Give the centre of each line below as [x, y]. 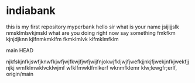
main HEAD [20, 50]
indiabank [31, 11]
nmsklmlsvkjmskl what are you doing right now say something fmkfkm [91, 33]
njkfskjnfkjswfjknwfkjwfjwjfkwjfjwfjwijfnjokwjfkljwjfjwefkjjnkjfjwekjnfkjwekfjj [97, 62]
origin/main [20, 74]
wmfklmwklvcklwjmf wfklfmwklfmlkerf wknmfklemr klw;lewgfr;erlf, [96, 67]
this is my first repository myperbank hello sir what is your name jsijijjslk [93, 27]
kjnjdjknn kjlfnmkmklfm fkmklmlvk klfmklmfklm [62, 39]
